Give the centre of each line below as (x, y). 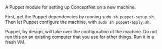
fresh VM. (15, 42)
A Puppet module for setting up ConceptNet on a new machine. (70, 7)
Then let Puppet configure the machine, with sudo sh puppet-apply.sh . (78, 22)
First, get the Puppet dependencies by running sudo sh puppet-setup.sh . (80, 17)
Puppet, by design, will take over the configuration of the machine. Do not (81, 31)
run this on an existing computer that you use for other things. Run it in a (79, 37)
